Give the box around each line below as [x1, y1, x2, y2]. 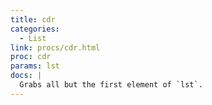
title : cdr [10, 14, 56, 25]
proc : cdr [10, 52, 52, 62]
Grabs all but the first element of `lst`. [19, 80, 203, 90]
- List [19, 33, 47, 43]
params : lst [10, 61, 60, 71]
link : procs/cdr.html [10, 42, 101, 53]
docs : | [10, 71, 43, 81]
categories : [10, 24, 60, 34]
